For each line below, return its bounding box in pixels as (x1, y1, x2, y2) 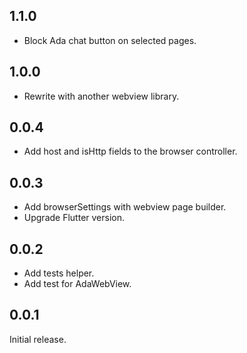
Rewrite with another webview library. (23, 90, 180, 102)
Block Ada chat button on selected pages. (23, 34, 197, 46)
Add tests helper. (23, 267, 95, 279)
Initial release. (9, 333, 67, 345)
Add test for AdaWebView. (23, 278, 132, 290)
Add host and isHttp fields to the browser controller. (23, 145, 238, 158)
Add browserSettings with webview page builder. (23, 201, 227, 213)
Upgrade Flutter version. (23, 212, 126, 224)
